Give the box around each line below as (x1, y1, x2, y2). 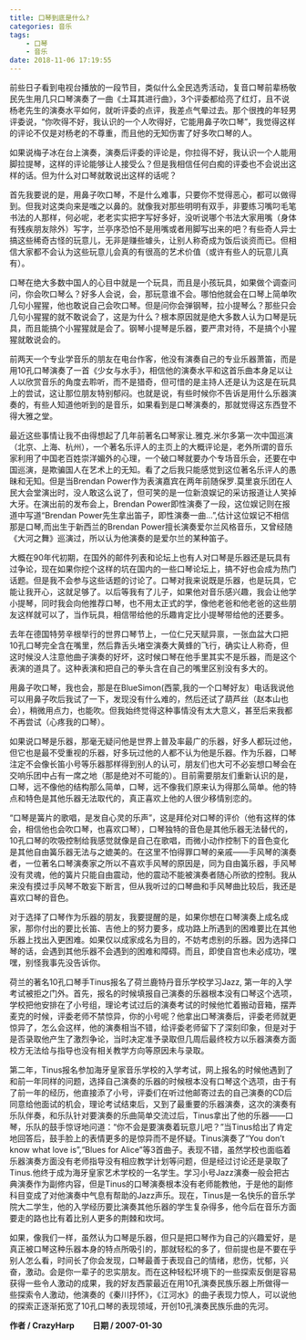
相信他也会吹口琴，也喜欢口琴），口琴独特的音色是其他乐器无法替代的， (25, 823, 293, 834)
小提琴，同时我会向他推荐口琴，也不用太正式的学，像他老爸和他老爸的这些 (9, 598, 289, 608)
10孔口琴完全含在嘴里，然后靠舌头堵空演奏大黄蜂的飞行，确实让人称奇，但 (9, 640, 290, 651)
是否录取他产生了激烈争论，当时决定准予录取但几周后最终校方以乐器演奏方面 (9, 1033, 297, 1044)
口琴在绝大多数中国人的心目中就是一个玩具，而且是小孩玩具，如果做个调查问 (9, 277, 297, 288)
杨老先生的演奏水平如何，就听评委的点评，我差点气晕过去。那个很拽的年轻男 (9, 105, 297, 115)
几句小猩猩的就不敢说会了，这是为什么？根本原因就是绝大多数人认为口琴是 (9, 311, 289, 322)
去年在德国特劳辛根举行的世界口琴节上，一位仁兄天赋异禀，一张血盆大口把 (9, 629, 289, 639)
